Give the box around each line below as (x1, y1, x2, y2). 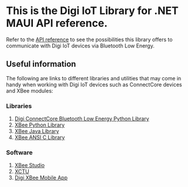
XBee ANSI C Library (14, 134, 66, 141)
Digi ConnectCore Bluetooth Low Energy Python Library (14, 115, 149, 123)
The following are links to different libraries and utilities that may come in (6, 74, 182, 81)
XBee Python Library (14, 121, 65, 128)
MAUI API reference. (6, 16, 108, 30)
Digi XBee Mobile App (14, 174, 68, 181)
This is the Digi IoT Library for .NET (6, 4, 179, 18)
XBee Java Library (14, 128, 60, 135)
